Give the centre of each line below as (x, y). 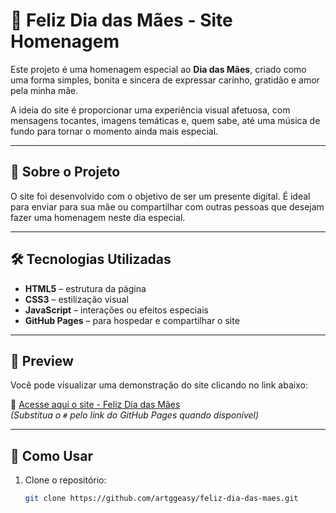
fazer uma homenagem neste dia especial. (98, 217)
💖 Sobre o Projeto (65, 172)
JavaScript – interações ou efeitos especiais (116, 310)
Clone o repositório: (65, 480)
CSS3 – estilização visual (76, 299)
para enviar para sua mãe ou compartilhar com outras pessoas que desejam (167, 206)
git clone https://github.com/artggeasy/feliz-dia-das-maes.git (161, 499)
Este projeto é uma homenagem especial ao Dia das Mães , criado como (158, 69)
